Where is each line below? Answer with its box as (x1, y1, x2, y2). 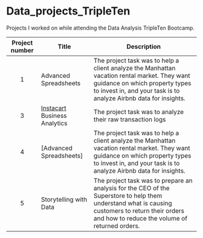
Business (41, 111, 68, 120)
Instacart (41, 104, 66, 112)
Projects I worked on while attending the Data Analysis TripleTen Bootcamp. (6, 24, 195, 31)
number (10, 46, 34, 54)
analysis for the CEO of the (93, 184, 170, 192)
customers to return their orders (93, 207, 184, 215)
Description (126, 42, 161, 51)
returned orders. (93, 222, 140, 230)
